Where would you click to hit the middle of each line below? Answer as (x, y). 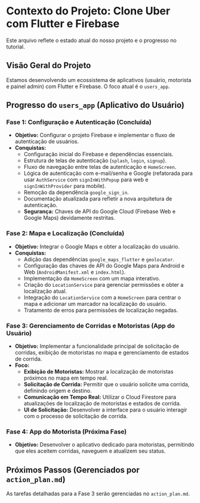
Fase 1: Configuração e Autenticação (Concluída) (79, 122)
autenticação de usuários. (47, 141)
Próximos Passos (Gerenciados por (73, 470)
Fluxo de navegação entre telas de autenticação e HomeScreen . (100, 167)
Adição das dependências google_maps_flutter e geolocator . (99, 259)
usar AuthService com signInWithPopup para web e (86, 180)
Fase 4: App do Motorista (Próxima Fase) (67, 431)
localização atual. (45, 291)
